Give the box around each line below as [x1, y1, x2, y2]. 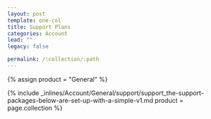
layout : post [7, 10, 46, 18]
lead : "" [7, 37, 33, 44]
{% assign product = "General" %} [7, 75, 108, 83]
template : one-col [7, 17, 61, 24]
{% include [7, 89, 40, 97]
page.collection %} [7, 104, 63, 112]
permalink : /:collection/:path [7, 56, 100, 63]
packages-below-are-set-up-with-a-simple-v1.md [7, 96, 154, 104]
